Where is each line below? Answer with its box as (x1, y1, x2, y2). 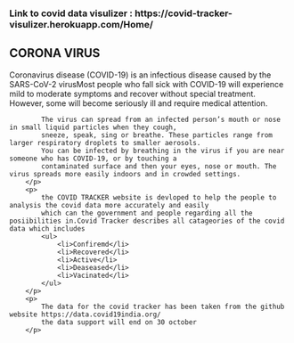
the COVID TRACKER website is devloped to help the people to (41, 192, 277, 202)
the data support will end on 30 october (41, 317, 198, 327)
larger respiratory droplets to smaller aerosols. (9, 138, 201, 147)
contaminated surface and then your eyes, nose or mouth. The (41, 161, 277, 171)
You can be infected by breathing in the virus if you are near (41, 146, 285, 155)
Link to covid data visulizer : (9, 7, 134, 20)
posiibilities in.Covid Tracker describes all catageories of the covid (9, 216, 285, 225)
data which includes (9, 224, 86, 233)
